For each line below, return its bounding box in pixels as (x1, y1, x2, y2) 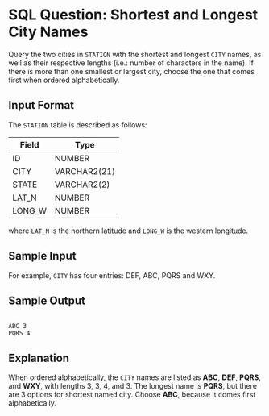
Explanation (8, 351, 70, 364)
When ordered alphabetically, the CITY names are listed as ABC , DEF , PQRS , (8, 372, 262, 382)
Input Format (8, 98, 75, 112)
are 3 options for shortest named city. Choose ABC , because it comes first (8, 389, 256, 400)
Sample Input (8, 249, 77, 263)
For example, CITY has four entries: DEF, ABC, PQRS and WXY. (8, 270, 216, 280)
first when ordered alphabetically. (8, 75, 120, 85)
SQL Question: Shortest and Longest (8, 6, 259, 24)
